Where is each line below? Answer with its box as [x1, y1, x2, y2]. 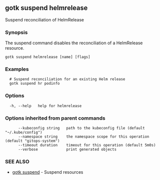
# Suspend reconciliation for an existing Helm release [9, 77, 125, 82]
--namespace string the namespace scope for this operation [18, 134, 150, 139]
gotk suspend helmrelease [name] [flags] [5, 54, 91, 60]
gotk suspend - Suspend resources [12, 169, 83, 175]
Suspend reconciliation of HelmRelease [5, 17, 84, 22]
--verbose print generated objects [18, 147, 117, 152]
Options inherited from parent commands [5, 114, 106, 121]
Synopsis [5, 29, 28, 36]
